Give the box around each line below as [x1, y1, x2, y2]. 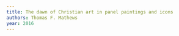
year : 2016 [6, 20, 34, 26]
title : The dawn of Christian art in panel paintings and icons [6, 9, 174, 15]
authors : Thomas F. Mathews [6, 15, 78, 21]
